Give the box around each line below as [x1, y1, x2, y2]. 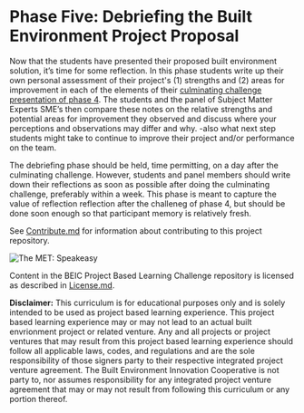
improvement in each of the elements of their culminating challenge [9, 84, 262, 95]
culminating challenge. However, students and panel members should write [9, 169, 291, 180]
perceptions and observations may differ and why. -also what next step [9, 122, 277, 133]
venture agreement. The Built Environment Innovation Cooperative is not [9, 364, 279, 375]
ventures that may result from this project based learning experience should [9, 335, 293, 346]
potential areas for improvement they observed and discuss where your [9, 113, 277, 124]
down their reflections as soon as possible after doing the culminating [9, 178, 270, 189]
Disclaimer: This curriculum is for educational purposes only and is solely [9, 297, 286, 308]
